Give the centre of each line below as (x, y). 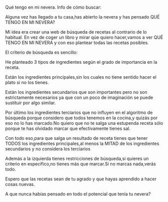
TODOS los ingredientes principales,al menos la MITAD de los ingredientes (82, 143)
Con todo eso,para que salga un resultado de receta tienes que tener (76, 138)
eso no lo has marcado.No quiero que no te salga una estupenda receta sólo (84, 123)
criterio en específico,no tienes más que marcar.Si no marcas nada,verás (81, 164)
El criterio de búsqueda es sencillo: (41, 52)
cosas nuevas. (20, 184)
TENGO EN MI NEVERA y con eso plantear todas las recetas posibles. (77, 43)
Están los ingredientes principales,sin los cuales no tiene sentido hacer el (81, 77)
